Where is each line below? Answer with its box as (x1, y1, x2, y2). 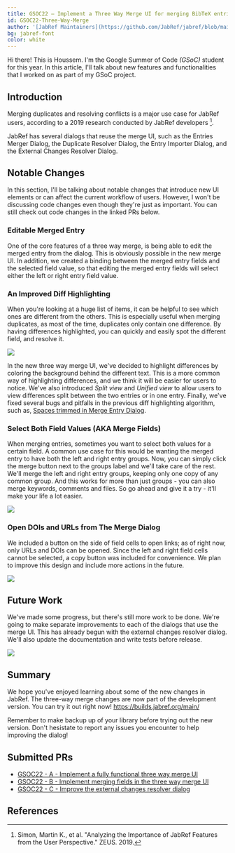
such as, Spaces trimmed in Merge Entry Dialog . (7, 406, 147, 414)
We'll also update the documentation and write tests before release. (7, 635, 203, 644)
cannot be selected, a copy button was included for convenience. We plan (7, 553, 222, 562)
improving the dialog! (7, 731, 69, 739)
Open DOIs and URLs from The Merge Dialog (7, 522, 161, 532)
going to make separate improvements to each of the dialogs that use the (7, 621, 219, 629)
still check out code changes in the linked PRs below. (7, 208, 160, 216)
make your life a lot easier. (7, 492, 83, 501)
